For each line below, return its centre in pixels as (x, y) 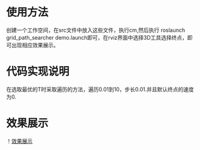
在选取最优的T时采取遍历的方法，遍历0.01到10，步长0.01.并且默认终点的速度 (100, 89)
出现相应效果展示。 (35, 45)
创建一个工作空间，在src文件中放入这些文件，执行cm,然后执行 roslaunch (96, 30)
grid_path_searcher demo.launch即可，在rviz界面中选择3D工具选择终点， (97, 37)
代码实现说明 (38, 72)
